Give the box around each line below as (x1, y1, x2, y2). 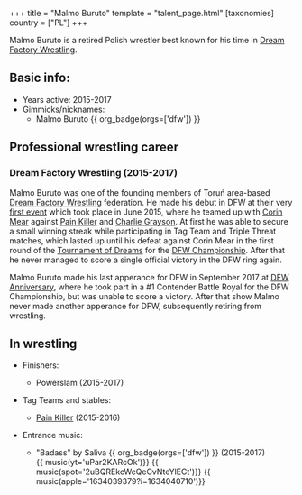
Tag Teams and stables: (22, 395, 111, 406)
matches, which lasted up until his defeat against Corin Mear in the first (9, 234, 275, 246)
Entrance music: (22, 430, 83, 441)
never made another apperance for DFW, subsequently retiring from (9, 300, 262, 311)
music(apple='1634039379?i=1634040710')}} (35, 476, 206, 487)
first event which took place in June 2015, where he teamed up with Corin (9, 206, 283, 217)
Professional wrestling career (9, 140, 178, 155)
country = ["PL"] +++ (9, 17, 88, 28)
